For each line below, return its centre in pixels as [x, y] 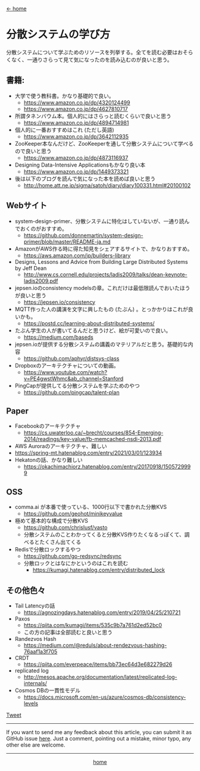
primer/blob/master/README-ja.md [67, 242]
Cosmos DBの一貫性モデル [48, 690]
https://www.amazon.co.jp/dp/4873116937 [76, 158]
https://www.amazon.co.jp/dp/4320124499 [77, 102]
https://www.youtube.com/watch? [65, 372]
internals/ [35, 683]
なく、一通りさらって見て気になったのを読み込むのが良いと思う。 [92, 60]
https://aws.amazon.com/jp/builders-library [77, 255]
